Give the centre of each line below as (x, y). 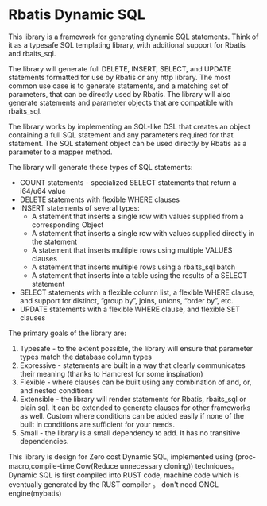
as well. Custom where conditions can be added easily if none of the (132, 415)
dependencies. (44, 441)
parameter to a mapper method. (60, 152)
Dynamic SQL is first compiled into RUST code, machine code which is (124, 475)
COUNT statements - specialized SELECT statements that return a (128, 182)
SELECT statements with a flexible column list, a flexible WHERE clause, (137, 292)
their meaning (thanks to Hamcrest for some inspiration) (112, 373)
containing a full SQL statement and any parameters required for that (121, 135)
